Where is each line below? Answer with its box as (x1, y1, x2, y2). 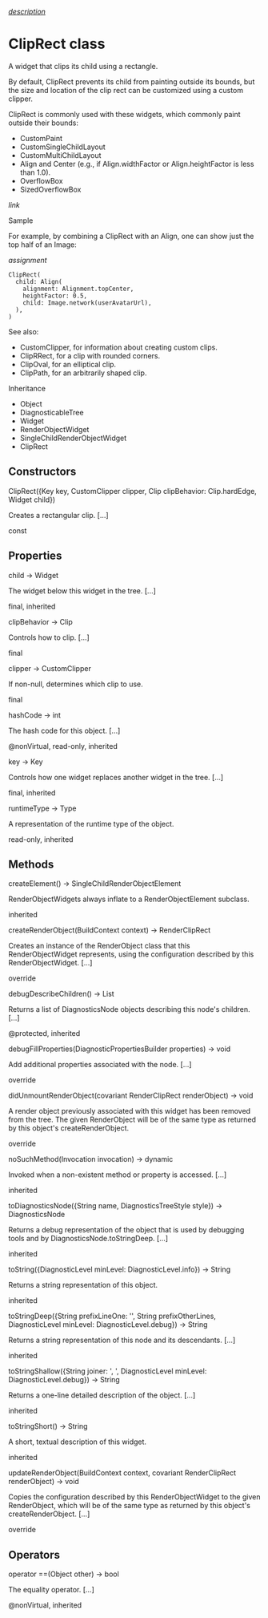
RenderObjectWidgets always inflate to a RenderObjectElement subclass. (8, 894, 250, 904)
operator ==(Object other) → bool (8, 1569, 120, 1579)
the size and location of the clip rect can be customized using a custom (8, 85, 244, 95)
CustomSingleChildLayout (19, 142, 106, 152)
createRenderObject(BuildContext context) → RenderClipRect (8, 925, 211, 935)
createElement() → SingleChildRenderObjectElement (8, 879, 182, 888)
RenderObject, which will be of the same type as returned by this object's (8, 1501, 250, 1511)
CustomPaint (19, 133, 62, 143)
